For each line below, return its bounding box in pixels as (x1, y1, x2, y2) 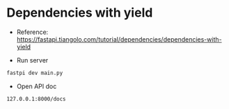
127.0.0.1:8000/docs (6, 95, 67, 102)
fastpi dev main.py (6, 69, 63, 76)
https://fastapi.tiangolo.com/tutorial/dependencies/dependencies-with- (16, 35, 222, 43)
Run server (16, 56, 49, 64)
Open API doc (16, 82, 57, 90)
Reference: (16, 28, 49, 36)
